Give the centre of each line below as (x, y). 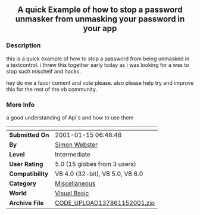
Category (23, 183)
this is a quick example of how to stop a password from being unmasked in (98, 59)
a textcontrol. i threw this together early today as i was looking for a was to (98, 64)
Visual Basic (72, 193)
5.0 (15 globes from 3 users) (96, 164)
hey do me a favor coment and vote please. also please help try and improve (100, 82)
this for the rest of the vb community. (51, 89)
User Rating (26, 164)
